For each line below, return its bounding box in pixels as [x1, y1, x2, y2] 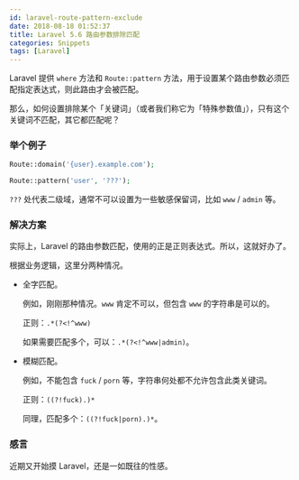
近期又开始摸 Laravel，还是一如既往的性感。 [9, 460, 173, 471]
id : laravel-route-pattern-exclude [9, 13, 143, 23]
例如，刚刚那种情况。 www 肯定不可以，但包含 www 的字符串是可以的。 [22, 299, 275, 309]
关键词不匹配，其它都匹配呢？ [9, 115, 120, 125]
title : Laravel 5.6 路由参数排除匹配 [9, 30, 140, 39]
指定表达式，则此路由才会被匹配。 [16, 84, 144, 95]
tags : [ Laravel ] [9, 47, 70, 56]
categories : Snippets [9, 38, 91, 48]
